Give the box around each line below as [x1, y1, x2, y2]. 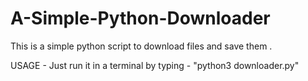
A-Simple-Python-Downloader [10, 7, 271, 30]
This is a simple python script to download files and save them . [10, 40, 273, 52]
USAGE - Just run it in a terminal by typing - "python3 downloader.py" [10, 59, 300, 71]
